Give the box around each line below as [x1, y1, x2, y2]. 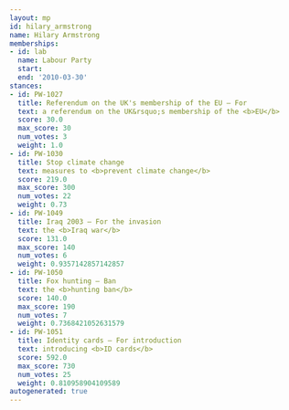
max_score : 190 [17, 302, 76, 311]
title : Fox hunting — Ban [17, 277, 117, 286]
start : [17, 65, 43, 74]
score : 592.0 [17, 352, 68, 362]
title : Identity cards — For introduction [17, 336, 182, 345]
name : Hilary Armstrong [9, 30, 101, 39]
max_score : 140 [17, 243, 76, 252]
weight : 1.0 [17, 141, 64, 150]
